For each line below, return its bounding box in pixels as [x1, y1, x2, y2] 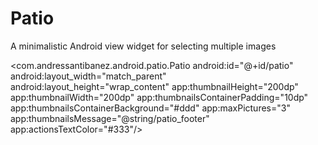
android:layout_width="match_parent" [10, 70, 167, 82]
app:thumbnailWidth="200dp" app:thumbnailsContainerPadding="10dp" [10, 91, 309, 103]
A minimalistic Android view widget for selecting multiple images [10, 40, 277, 52]
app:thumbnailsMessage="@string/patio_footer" [10, 112, 210, 124]
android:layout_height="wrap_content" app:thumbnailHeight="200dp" [10, 80, 299, 92]
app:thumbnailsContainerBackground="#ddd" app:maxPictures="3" [10, 102, 291, 114]
